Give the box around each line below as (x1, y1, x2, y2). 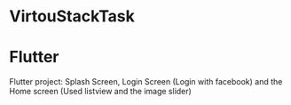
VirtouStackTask (9, 6, 135, 27)
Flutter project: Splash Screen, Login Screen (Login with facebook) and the (9, 77, 283, 87)
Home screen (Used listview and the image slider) (9, 86, 193, 97)
